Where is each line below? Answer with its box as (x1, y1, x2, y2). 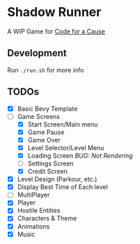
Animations (17, 222, 50, 230)
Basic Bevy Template (17, 104, 78, 113)
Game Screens (17, 112, 61, 120)
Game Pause (27, 128, 65, 136)
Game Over (27, 136, 61, 144)
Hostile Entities (17, 206, 61, 215)
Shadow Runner (7, 4, 102, 20)
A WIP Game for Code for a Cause (7, 27, 106, 35)
